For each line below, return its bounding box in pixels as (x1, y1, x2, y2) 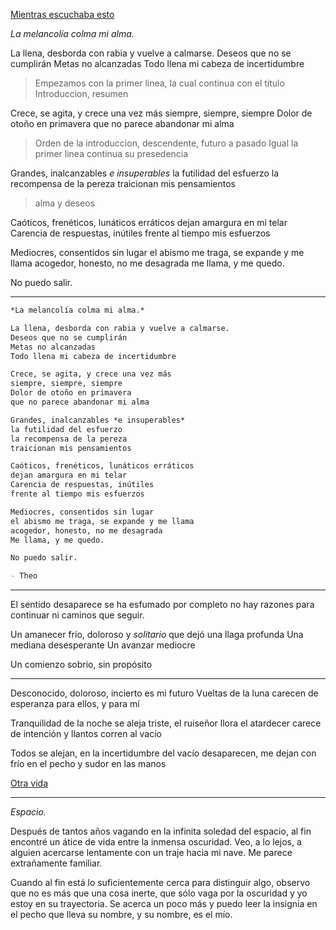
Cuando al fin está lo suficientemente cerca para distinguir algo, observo (10, 877, 311, 889)
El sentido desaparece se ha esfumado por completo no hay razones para (10, 599, 315, 611)
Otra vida (10, 777, 49, 789)
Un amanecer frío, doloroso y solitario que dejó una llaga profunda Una (10, 629, 304, 641)
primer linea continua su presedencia (34, 148, 189, 159)
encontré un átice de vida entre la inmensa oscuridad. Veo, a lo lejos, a (10, 836, 302, 848)
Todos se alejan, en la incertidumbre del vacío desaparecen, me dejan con (10, 747, 317, 759)
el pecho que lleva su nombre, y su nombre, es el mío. (10, 909, 233, 921)
